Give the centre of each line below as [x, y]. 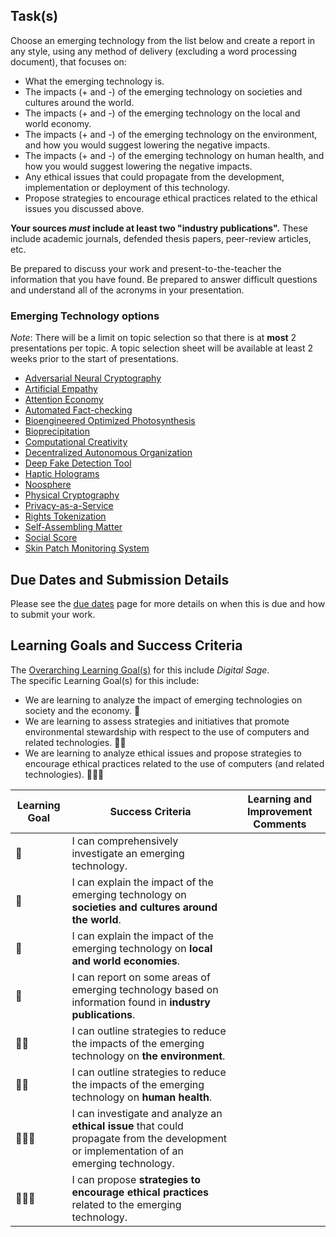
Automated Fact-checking [78, 410]
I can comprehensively [125, 841]
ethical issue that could [127, 1126]
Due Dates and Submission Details [120, 579]
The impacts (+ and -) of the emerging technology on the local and [162, 113]
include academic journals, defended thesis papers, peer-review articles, [161, 238]
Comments [280, 824]
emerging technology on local [142, 948]
